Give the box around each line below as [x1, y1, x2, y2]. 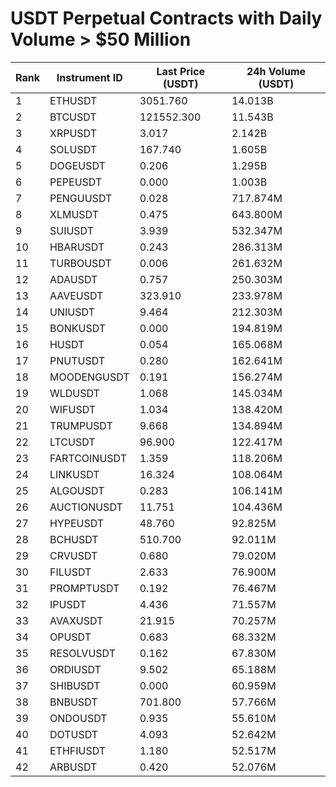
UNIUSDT [49, 305, 95, 319]
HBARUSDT [49, 240, 105, 254]
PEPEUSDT [49, 175, 103, 189]
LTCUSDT [49, 435, 96, 449]
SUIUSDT [49, 223, 95, 237]
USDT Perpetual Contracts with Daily [10, 7, 323, 30]
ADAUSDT [49, 272, 98, 286]
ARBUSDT [49, 760, 98, 774]
